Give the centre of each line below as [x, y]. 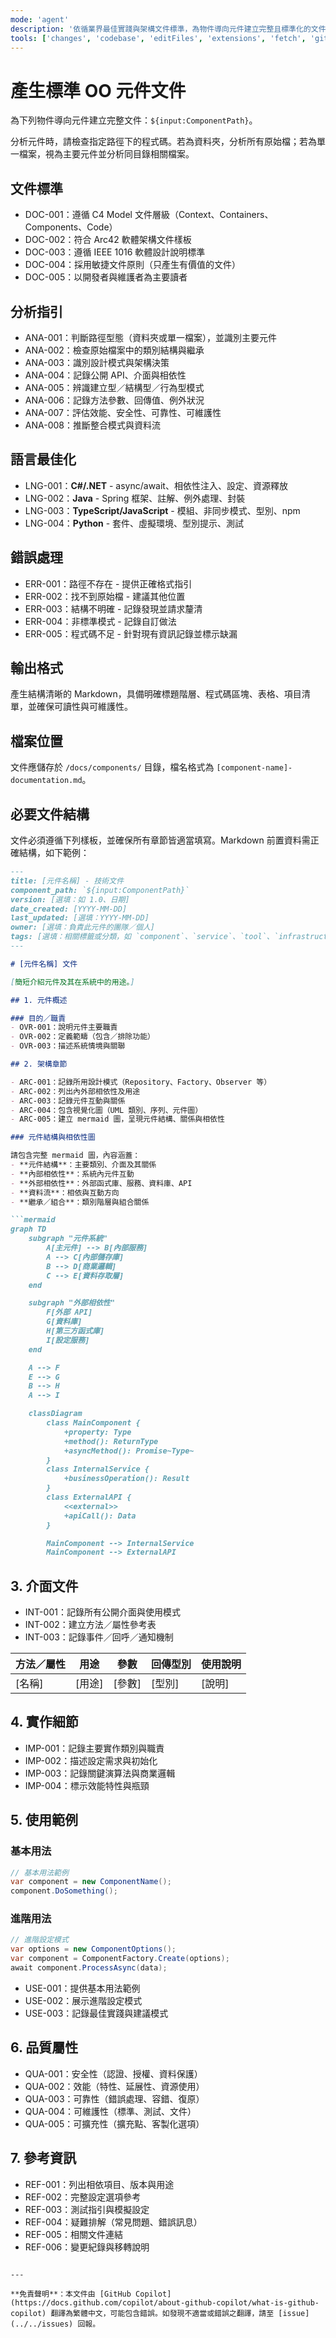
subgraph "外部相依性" [71, 1303]
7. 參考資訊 [43, 2158]
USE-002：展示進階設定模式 [83, 2000]
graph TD [28, 1229]
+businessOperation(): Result [126, 1479]
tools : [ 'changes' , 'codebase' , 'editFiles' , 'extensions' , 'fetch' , [158, 38]
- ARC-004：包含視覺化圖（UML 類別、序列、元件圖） [106, 1110]
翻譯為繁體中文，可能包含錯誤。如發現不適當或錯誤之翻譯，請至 [162, 2313]
